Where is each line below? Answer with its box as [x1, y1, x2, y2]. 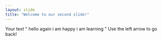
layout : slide [5, 7, 35, 12]
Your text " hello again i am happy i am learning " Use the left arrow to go [5, 25, 157, 31]
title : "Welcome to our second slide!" [5, 12, 90, 17]
